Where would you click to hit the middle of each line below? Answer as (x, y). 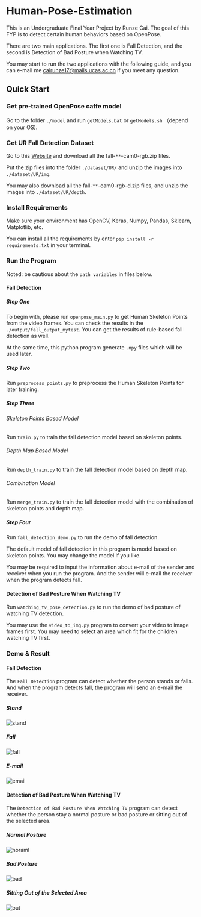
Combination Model (31, 483)
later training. (22, 389)
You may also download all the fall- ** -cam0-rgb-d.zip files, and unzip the (97, 186)
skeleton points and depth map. (45, 509)
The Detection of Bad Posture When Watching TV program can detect (92, 808)
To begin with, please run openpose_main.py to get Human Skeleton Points (97, 317)
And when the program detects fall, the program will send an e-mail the (94, 687)
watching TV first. (28, 638)
